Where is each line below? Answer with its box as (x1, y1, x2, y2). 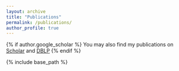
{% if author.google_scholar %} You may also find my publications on (6, 41, 174, 48)
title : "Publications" (6, 14, 62, 20)
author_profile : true (6, 25, 59, 31)
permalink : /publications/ (6, 19, 72, 25)
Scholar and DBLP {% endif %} (6, 48, 81, 55)
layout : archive (6, 8, 46, 15)
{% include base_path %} (6, 59, 68, 66)
